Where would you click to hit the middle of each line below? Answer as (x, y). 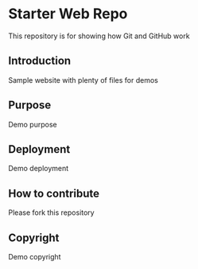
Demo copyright (35, 257)
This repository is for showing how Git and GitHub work (99, 36)
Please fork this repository (51, 212)
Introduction (40, 61)
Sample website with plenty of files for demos (83, 80)
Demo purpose (33, 124)
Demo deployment (39, 169)
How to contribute (54, 193)
